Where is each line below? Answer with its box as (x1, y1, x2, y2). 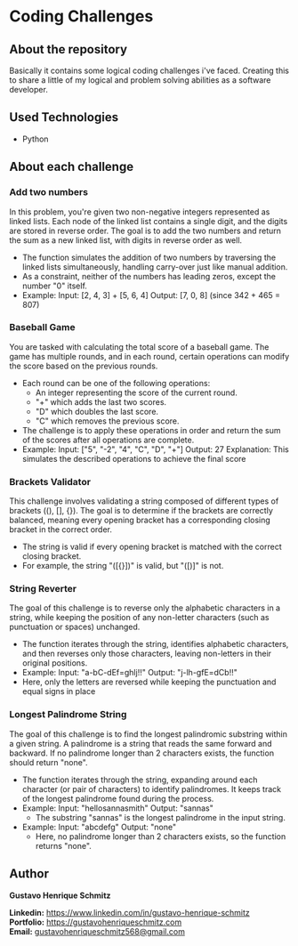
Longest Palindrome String (9, 708, 127, 721)
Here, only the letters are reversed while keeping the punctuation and (21, 676, 277, 687)
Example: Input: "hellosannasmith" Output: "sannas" (21, 803, 213, 813)
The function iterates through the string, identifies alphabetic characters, (21, 639, 289, 650)
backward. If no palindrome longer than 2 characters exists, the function (9, 748, 274, 758)
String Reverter (9, 583, 77, 595)
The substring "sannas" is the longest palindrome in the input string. (35, 812, 286, 822)
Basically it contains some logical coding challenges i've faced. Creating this (9, 65, 289, 76)
